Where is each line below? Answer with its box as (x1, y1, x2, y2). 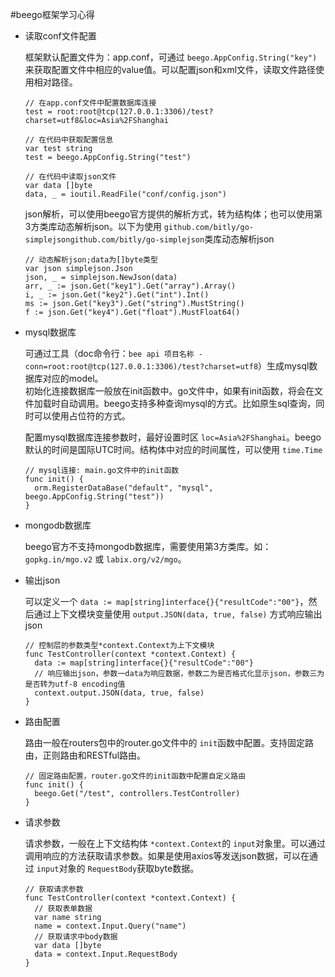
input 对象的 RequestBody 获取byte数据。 (36, 863, 200, 874)
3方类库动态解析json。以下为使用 (24, 221, 162, 232)
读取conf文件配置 (24, 30, 97, 42)
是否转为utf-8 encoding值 (24, 679, 126, 689)
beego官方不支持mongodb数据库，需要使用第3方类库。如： (24, 541, 272, 552)
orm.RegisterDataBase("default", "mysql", (34, 483, 214, 493)
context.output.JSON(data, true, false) (34, 688, 205, 698)
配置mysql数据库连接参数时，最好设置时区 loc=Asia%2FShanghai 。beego (24, 431, 322, 443)
